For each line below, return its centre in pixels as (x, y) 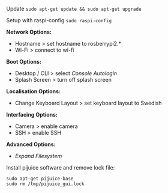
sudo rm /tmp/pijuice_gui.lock (45, 184)
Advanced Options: (31, 144)
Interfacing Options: (32, 115)
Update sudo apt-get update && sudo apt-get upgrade (74, 9)
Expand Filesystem (38, 156)
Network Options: (29, 32)
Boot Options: (24, 62)
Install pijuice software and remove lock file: (61, 167)
